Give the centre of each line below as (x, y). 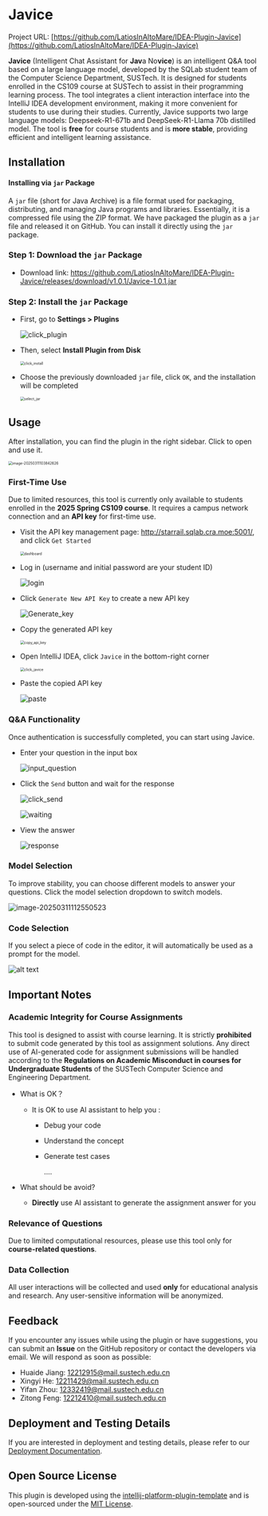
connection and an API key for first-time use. (82, 516)
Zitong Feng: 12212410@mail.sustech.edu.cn (93, 1398)
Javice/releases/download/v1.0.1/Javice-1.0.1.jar (98, 281)
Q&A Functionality (45, 719)
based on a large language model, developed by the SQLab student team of (133, 69)
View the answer (47, 830)
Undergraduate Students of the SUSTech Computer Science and (116, 1068)
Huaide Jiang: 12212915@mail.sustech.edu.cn (95, 1373)
